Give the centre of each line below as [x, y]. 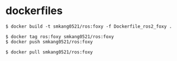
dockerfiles [34, 11]
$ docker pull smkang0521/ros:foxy [49, 52]
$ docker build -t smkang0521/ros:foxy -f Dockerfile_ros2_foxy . [89, 26]
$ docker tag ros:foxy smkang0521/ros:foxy [60, 36]
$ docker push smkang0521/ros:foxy [49, 42]
